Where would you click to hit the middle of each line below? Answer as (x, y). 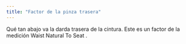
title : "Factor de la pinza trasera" (54, 12)
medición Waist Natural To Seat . (47, 35)
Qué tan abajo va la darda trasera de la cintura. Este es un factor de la (93, 29)
